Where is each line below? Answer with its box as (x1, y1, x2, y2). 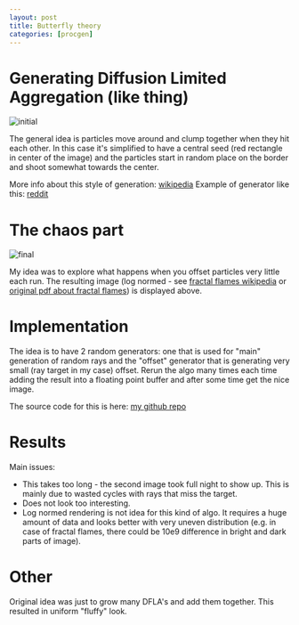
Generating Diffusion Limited (9, 68, 227, 88)
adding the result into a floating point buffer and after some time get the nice (9, 375, 290, 386)
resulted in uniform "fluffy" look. (9, 606, 127, 617)
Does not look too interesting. (21, 498, 131, 508)
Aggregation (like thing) (9, 86, 190, 107)
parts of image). (21, 536, 82, 547)
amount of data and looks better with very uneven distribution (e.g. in (21, 517, 277, 528)
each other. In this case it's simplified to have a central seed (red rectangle (9, 143, 283, 154)
